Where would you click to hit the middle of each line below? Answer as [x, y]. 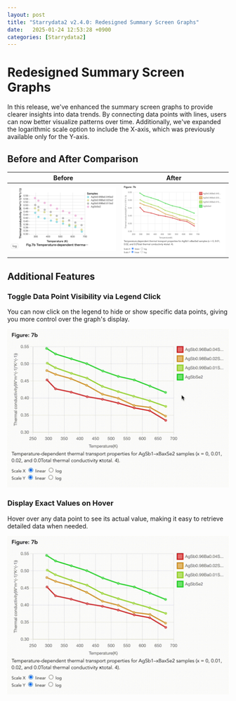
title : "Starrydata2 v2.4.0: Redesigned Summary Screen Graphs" [103, 22]
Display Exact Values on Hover [60, 503]
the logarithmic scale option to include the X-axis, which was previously [111, 129]
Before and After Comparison [73, 159]
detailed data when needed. [48, 526]
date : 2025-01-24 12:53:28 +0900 [59, 29]
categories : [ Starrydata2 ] [47, 37]
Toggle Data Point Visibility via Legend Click [84, 296]
